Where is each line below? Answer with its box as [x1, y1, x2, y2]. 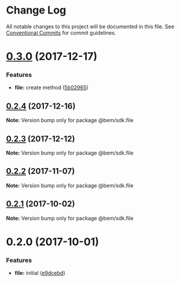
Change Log [6, 4, 66, 17]
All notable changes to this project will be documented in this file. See [6, 23, 175, 30]
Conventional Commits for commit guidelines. [6, 29, 116, 36]
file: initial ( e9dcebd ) [14, 270, 66, 277]
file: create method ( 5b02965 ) [14, 84, 89, 91]
